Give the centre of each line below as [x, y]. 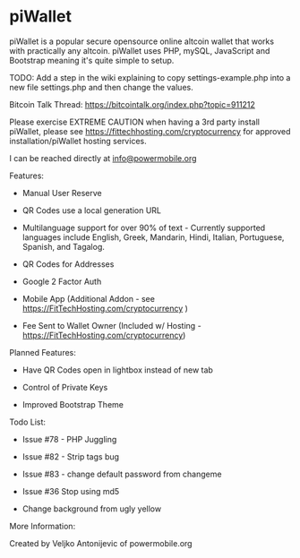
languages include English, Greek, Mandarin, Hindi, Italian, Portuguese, [153, 237]
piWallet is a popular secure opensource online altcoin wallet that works [142, 41]
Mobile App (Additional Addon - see [88, 298]
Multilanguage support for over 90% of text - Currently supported [144, 227]
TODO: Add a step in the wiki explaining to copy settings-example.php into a [150, 77]
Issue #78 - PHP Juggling [69, 439]
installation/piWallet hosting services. [78, 141]
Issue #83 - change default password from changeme [122, 474]
